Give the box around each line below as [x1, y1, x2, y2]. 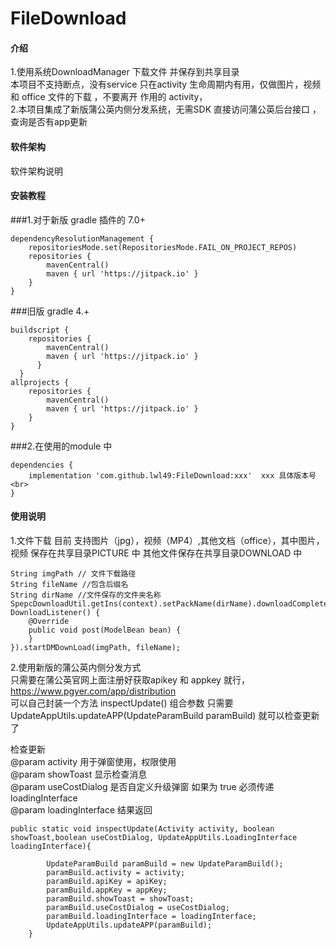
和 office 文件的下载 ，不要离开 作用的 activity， [10, 91, 208, 103]
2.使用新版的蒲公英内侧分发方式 [10, 662, 142, 673]
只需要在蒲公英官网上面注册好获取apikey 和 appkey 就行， [10, 674, 250, 686]
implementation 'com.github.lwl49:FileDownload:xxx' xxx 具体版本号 [28, 470, 317, 481]
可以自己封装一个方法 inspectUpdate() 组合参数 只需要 [10, 697, 234, 709]
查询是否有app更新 [10, 116, 88, 128]
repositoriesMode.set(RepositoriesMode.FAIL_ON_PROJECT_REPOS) [28, 242, 298, 252]
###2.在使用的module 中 [10, 440, 113, 452]
